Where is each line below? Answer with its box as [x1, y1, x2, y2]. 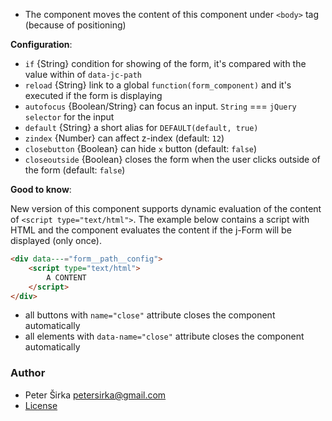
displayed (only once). [10, 235, 102, 246]
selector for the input [24, 111, 115, 123]
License [24, 399, 58, 411]
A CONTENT [46, 272, 87, 283]
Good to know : [10, 184, 72, 195]
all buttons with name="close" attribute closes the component [24, 309, 276, 321]
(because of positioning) [24, 19, 127, 31]
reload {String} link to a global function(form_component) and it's [24, 79, 292, 91]
